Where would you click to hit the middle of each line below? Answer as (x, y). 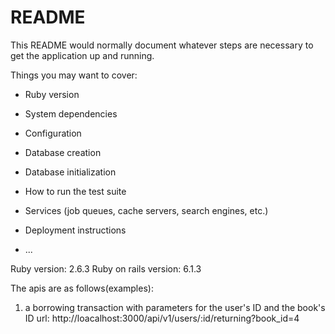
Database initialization (70, 172)
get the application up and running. (82, 55)
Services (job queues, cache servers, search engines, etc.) (146, 210)
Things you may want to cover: (74, 75)
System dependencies (71, 113)
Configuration (53, 133)
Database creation (63, 152)
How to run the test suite (75, 191)
